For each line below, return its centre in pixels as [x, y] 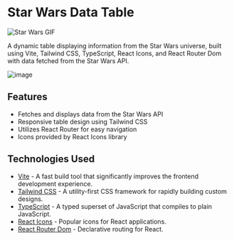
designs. [30, 199]
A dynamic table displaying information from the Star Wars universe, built [115, 45]
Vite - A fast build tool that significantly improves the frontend [108, 176]
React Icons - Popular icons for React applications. [92, 222]
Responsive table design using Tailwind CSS [83, 121]
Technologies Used [51, 159]
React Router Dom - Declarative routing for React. [90, 229]
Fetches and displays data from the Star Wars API [90, 114]
